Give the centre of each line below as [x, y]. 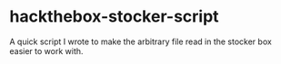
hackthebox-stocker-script [115, 17]
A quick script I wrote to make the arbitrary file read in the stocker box [141, 41]
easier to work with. [46, 50]
